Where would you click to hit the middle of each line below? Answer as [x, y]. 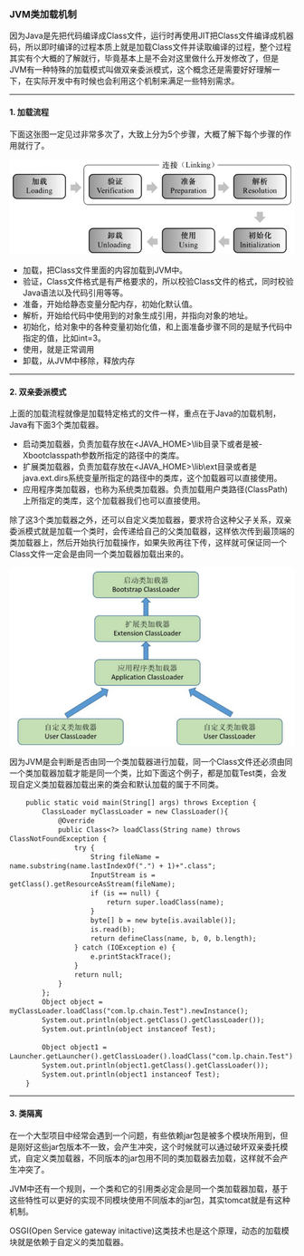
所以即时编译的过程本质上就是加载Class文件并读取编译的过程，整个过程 [158, 47]
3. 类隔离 [26, 1114]
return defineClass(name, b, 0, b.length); [173, 939]
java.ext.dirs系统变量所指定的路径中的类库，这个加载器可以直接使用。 [152, 478]
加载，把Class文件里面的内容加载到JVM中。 [105, 270]
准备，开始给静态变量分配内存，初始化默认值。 [109, 304]
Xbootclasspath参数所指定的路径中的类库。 [103, 456]
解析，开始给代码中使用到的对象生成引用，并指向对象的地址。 [138, 315]
